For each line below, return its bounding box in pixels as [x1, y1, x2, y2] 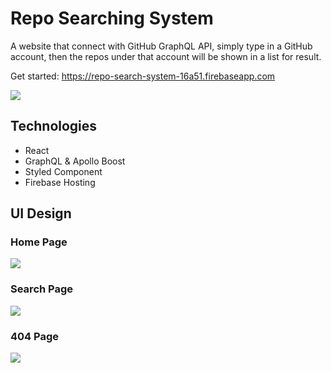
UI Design [10, 205, 72, 222]
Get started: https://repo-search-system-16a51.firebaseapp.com [10, 70, 276, 82]
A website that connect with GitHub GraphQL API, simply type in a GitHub [10, 40, 313, 52]
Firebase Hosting [24, 176, 96, 188]
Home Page [10, 235, 68, 249]
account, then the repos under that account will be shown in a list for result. [10, 50, 322, 62]
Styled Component [24, 165, 103, 177]
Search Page [10, 282, 74, 296]
